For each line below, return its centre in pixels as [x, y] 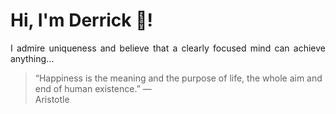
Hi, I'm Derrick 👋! [81, 20]
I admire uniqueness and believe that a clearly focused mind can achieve [168, 48]
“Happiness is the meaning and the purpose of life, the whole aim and [178, 78]
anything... [32, 58]
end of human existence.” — [93, 88]
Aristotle [52, 99]
